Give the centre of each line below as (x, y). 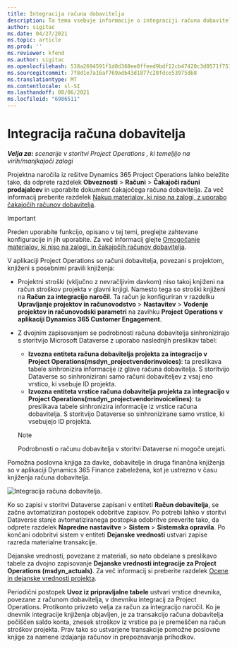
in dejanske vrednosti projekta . (52, 578)
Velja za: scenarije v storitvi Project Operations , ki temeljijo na (99, 153)
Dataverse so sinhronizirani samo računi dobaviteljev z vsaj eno (120, 376)
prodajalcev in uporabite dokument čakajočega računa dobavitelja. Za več (116, 189)
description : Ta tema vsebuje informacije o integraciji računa (104, 20)
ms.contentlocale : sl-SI (44, 86)
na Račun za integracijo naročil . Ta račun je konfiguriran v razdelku (116, 296)
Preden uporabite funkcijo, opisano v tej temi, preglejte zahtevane (103, 232)
